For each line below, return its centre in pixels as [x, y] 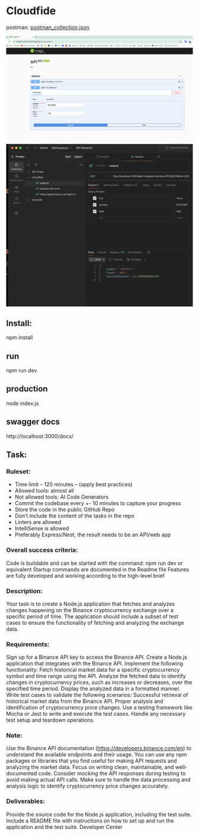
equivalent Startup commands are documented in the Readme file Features [98, 569]
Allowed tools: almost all [44, 491]
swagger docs [33, 422]
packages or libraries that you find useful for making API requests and [92, 761]
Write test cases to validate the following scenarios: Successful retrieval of [97, 695]
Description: [24, 591]
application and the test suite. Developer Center [65, 827]
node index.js [23, 403]
